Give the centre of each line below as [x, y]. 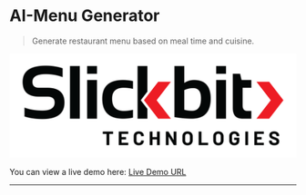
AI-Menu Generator [85, 16]
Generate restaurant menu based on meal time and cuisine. [143, 41]
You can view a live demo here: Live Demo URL [98, 172]
